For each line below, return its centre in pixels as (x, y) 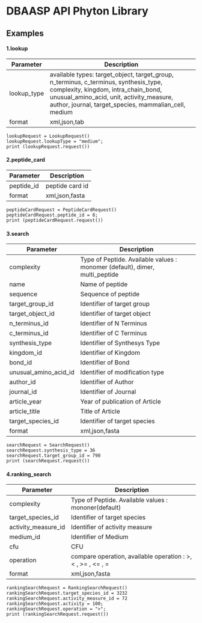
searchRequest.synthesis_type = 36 (51, 450)
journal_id (23, 392)
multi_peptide (99, 275)
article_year (26, 402)
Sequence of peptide (110, 294)
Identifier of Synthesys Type (120, 343)
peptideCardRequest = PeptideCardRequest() (62, 210)
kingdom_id (26, 353)
